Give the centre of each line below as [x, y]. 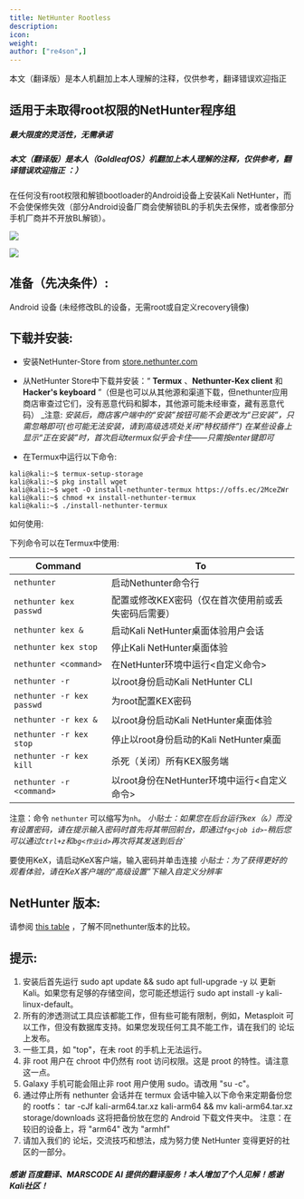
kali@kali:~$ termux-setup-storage [76, 474]
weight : [24, 43]
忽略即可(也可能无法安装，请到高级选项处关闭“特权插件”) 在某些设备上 [161, 427]
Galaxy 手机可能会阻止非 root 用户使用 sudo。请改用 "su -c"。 [138, 1084]
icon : [19, 34]
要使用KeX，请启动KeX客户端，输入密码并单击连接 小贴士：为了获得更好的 [148, 860]
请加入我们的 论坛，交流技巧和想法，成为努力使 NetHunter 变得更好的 [152, 1141]
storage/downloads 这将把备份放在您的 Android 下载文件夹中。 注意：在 [157, 1118]
